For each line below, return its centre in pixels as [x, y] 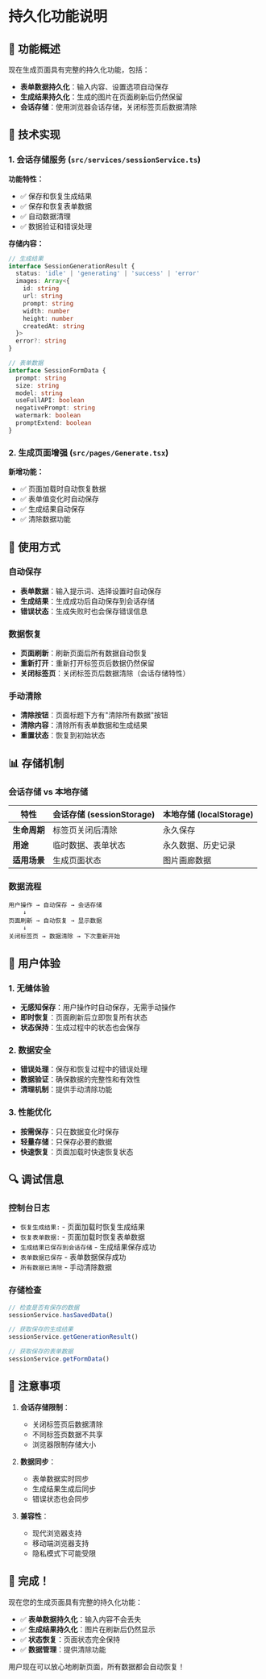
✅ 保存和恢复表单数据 [56, 206]
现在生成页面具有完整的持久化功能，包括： [79, 70]
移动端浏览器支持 [60, 1543]
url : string [43, 296]
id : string [41, 289]
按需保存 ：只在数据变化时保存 [69, 1131]
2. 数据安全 [30, 1050]
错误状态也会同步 [60, 1498]
